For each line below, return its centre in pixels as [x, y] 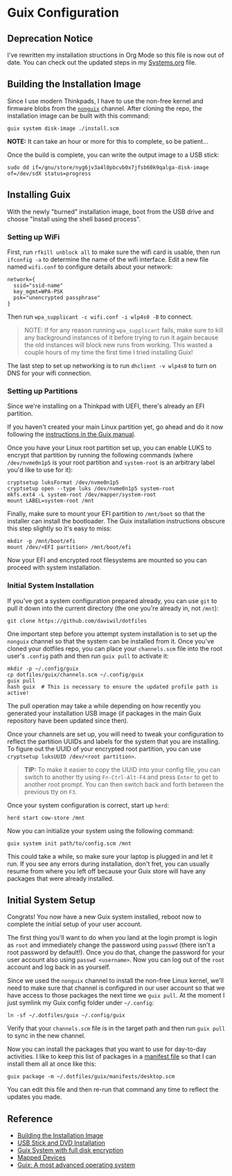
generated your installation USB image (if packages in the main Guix [105, 713]
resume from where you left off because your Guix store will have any [107, 871]
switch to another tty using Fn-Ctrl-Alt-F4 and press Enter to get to [121, 777]
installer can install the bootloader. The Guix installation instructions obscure [116, 521]
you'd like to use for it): [40, 470]
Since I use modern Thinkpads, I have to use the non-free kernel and [105, 101]
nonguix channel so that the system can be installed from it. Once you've [111, 641]
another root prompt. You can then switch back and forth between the [124, 784]
